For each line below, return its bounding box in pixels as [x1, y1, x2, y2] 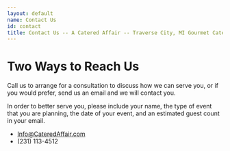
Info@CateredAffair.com [16, 130, 86, 138]
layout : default [7, 10, 53, 17]
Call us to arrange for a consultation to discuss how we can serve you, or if [7, 82, 219, 90]
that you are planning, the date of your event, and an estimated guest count [7, 109, 220, 117]
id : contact [7, 23, 41, 30]
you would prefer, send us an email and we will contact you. [7, 89, 176, 97]
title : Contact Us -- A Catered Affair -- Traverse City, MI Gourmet [7, 29, 210, 36]
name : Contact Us [7, 16, 57, 23]
